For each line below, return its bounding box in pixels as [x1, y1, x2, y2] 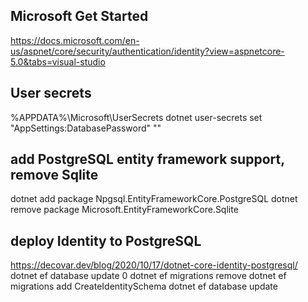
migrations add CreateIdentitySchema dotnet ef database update [10, 280, 278, 293]
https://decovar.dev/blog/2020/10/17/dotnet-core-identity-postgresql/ [10, 259, 298, 271]
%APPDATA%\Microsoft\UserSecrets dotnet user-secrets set [10, 111, 263, 123]
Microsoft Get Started [10, 8, 149, 25]
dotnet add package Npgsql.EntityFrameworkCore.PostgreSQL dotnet [10, 193, 298, 205]
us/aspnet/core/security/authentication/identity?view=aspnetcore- [10, 45, 285, 57]
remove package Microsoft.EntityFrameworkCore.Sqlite [10, 204, 239, 216]
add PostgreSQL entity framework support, [10, 151, 285, 168]
